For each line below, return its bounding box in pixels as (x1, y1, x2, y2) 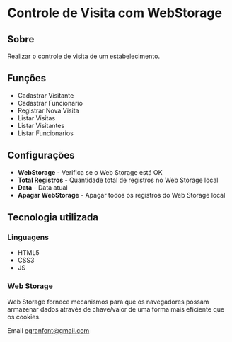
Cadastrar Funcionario (17, 98, 83, 107)
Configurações (7, 149, 76, 161)
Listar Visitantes (17, 121, 65, 130)
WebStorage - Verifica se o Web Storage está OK (17, 168, 163, 176)
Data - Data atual (17, 183, 69, 192)
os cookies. (7, 312, 41, 321)
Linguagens (7, 232, 50, 242)
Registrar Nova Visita (17, 106, 79, 115)
